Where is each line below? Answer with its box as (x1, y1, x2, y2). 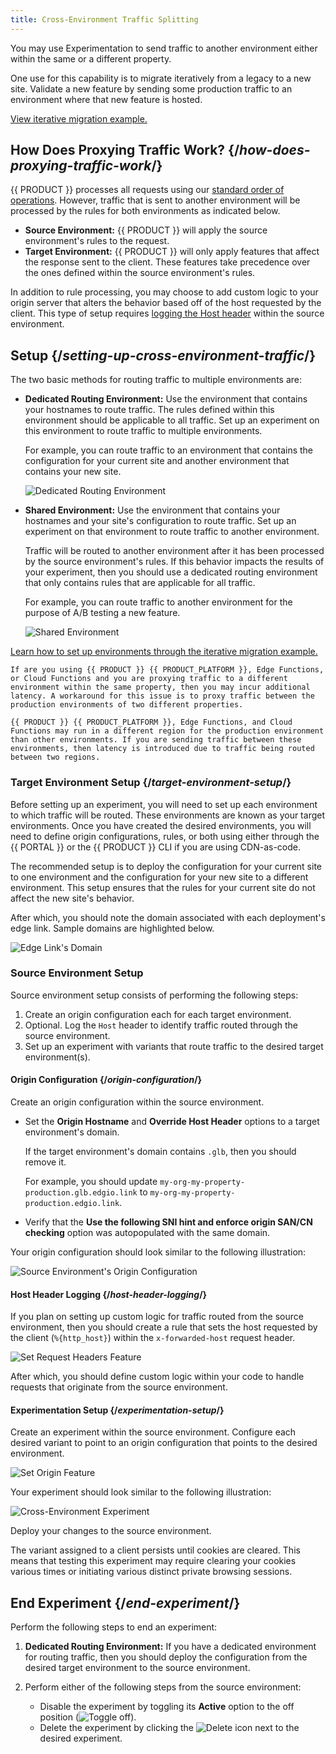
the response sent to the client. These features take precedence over (24, 256, 311, 268)
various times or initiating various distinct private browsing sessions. (10, 1566, 293, 1578)
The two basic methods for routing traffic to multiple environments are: (10, 374, 303, 386)
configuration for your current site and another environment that (24, 455, 290, 467)
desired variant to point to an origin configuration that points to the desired (10, 1437, 318, 1449)
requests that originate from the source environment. (10, 1381, 228, 1393)
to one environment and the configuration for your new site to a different (10, 871, 309, 883)
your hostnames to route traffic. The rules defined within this (24, 404, 275, 416)
